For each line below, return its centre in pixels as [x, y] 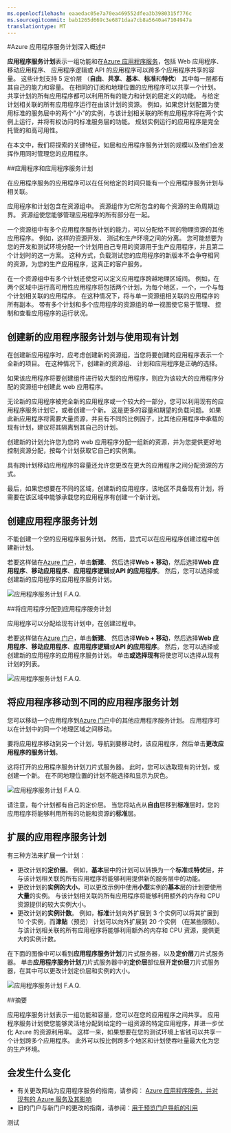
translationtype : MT [37, 26]
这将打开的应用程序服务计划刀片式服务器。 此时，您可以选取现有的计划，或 [113, 767]
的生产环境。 [25, 1049]
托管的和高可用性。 [34, 130]
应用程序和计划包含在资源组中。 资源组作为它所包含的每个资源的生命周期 [110, 206]
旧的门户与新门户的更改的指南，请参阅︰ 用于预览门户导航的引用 [107, 1108]
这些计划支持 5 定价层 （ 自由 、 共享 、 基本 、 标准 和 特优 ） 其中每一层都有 [122, 79]
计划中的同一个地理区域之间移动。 [67, 729]
